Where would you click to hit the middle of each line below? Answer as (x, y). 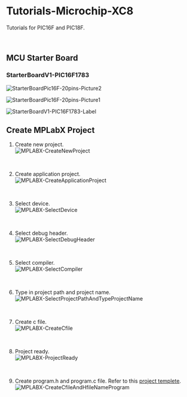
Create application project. (47, 174)
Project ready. (32, 351)
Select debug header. (41, 233)
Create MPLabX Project (50, 130)
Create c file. (30, 322)
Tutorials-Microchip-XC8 (70, 11)
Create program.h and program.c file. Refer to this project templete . (98, 381)
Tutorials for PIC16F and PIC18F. (46, 28)
